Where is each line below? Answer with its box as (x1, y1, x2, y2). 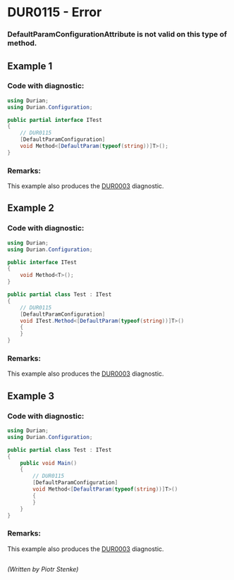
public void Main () (20, 459, 78, 467)
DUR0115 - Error (7, 4, 102, 20)
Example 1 (7, 60, 53, 72)
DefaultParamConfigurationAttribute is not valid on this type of (7, 30, 228, 39)
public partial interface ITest (7, 116, 102, 123)
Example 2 (7, 202, 54, 214)
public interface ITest (7, 259, 78, 266)
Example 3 (7, 390, 55, 402)
